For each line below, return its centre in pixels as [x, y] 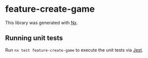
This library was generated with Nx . [41, 23]
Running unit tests [34, 38]
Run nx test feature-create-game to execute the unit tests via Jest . [74, 50]
